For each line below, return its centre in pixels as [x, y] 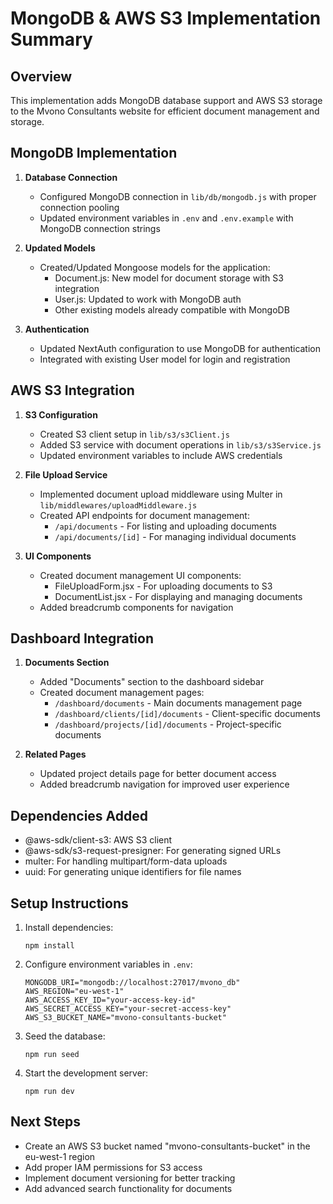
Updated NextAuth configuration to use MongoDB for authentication [180, 348]
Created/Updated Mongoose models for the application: [155, 267]
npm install [49, 946]
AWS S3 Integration [72, 390]
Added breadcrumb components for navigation [136, 607]
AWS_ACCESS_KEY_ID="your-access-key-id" [110, 1000]
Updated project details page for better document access [158, 774]
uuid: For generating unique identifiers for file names [133, 872]
